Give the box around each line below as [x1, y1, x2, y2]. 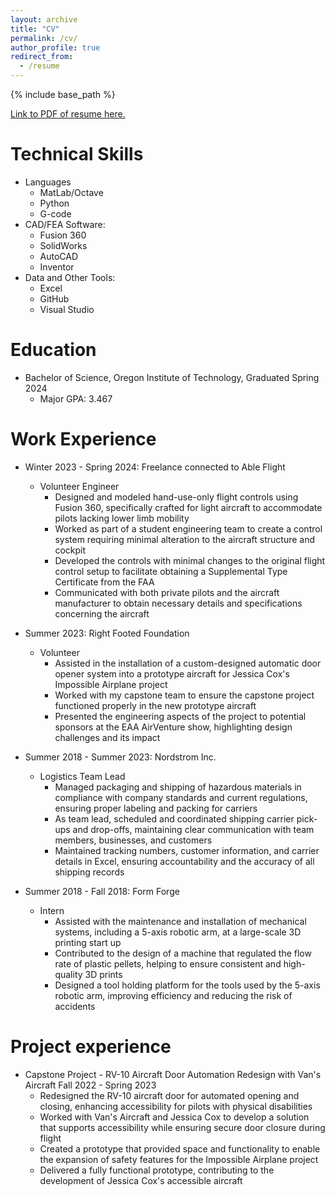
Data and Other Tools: [24, 271, 116, 283]
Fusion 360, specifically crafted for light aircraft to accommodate [54, 501, 323, 513]
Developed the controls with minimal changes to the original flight [54, 554, 326, 566]
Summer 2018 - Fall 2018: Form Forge [24, 885, 180, 897]
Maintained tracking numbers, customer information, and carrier [54, 844, 320, 856]
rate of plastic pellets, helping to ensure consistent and [54, 957, 282, 970]
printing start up [54, 936, 122, 948]
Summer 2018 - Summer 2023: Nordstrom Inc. [24, 751, 217, 763]
